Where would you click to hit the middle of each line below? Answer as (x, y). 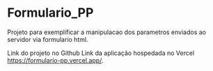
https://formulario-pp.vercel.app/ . (55, 60)
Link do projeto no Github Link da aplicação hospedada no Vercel (101, 53)
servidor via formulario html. (48, 39)
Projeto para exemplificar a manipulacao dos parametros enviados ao (107, 32)
